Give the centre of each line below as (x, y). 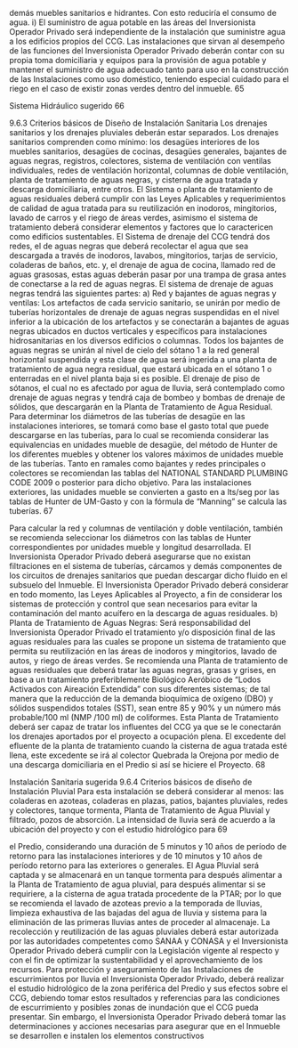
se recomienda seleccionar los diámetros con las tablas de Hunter (130, 537)
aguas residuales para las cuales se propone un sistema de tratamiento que (148, 642)
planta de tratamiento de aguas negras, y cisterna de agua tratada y (133, 180)
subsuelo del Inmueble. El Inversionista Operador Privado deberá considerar (149, 585)
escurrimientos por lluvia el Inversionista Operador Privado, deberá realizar (147, 979)
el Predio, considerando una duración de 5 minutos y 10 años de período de (148, 846)
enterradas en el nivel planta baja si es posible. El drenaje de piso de (135, 378)
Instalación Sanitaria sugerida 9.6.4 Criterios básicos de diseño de (131, 782)
